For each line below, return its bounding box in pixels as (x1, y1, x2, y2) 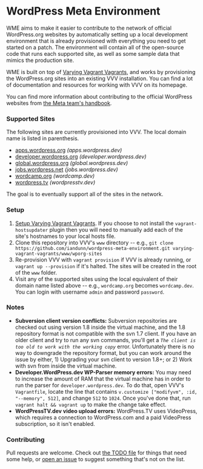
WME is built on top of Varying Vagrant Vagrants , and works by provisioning (6, 68, 196, 75)
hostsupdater (15, 227, 48, 233)
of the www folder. (15, 269, 58, 276)
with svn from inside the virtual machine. (15, 362, 117, 369)
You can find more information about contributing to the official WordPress (6, 93, 193, 100)
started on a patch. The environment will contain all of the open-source (6, 44, 184, 51)
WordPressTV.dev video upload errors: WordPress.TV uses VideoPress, (15, 407, 198, 414)
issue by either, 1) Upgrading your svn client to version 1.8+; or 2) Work (15, 356, 193, 363)
